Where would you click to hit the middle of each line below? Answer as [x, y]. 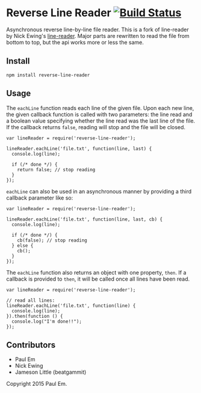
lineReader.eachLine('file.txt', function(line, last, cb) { [85, 219]
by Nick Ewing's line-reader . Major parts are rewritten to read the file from [98, 35]
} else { [23, 245]
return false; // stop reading [56, 169]
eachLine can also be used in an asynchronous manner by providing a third [99, 191]
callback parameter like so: [40, 198]
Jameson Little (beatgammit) [51, 372]
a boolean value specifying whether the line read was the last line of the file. [101, 121]
